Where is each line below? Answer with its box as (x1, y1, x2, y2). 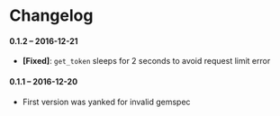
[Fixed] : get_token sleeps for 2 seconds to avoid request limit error (22, 56, 271, 67)
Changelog (9, 5, 94, 26)
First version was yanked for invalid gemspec (22, 96, 191, 107)
